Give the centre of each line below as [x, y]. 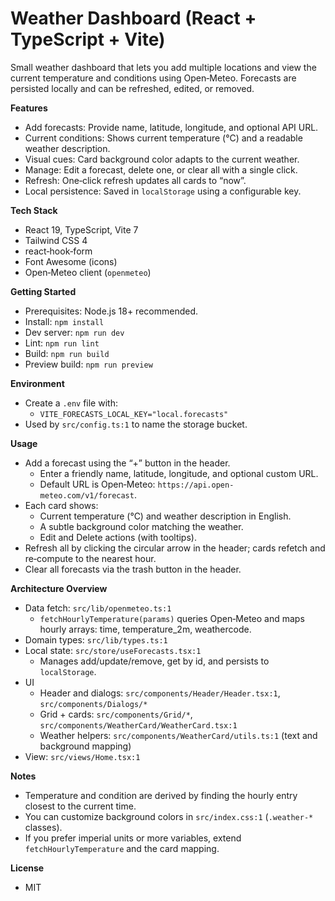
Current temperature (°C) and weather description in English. [165, 516]
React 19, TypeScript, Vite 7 [81, 229]
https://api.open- [196, 485]
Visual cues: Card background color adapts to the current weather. [162, 159]
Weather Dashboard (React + [133, 18]
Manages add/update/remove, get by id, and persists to [154, 661]
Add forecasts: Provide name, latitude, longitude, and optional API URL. [171, 127]
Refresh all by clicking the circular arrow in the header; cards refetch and [175, 548]
